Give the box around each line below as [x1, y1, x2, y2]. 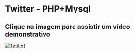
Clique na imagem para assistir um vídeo [5, 23, 131, 31]
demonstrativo [5, 30, 51, 38]
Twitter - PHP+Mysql [5, 3, 91, 14]
